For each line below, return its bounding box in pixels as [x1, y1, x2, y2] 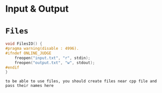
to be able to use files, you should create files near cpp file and [5, 79, 157, 84]
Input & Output [5, 3, 69, 15]
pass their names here [5, 83, 54, 88]
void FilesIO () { [5, 41, 43, 46]
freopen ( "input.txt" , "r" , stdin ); [14, 55, 91, 60]
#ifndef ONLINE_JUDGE [5, 50, 52, 56]
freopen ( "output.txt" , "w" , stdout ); [14, 60, 95, 65]
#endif [5, 65, 19, 70]
